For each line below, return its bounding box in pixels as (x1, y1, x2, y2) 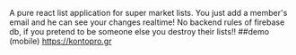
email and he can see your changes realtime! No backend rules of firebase (9, 17, 285, 27)
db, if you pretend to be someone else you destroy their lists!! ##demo (9, 27, 270, 36)
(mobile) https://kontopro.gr (9, 35, 112, 46)
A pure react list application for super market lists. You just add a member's (9, 8, 288, 18)
